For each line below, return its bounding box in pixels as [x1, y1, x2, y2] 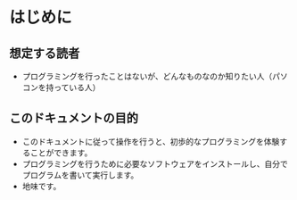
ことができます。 [29, 147, 93, 158]
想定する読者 [9, 46, 80, 61]
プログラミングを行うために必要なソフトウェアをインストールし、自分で [21, 158, 288, 169]
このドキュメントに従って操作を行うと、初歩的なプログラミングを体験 [21, 136, 280, 146]
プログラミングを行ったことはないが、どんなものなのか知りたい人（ [21, 71, 273, 81]
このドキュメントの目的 [9, 111, 138, 126]
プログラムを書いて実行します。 [21, 170, 139, 180]
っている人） [53, 82, 101, 93]
